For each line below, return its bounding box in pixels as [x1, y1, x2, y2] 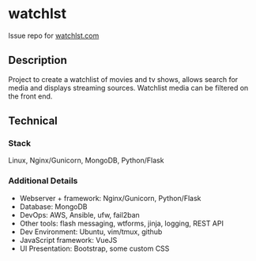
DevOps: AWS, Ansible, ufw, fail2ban [19, 210, 140, 219]
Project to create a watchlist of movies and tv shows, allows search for [8, 74, 239, 84]
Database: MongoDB [19, 202, 88, 211]
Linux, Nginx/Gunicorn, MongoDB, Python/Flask [8, 155, 164, 166]
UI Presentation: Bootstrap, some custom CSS [19, 244, 170, 253]
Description [8, 54, 67, 67]
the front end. [8, 91, 53, 101]
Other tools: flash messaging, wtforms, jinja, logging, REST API [19, 218, 224, 228]
